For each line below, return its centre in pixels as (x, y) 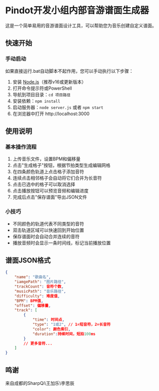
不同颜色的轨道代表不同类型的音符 (48, 224)
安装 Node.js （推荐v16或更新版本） (49, 81)
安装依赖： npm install (36, 101)
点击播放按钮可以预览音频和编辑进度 (51, 191)
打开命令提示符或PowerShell (42, 88)
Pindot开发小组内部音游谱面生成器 (77, 10)
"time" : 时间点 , (49, 320)
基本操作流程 (21, 147)
